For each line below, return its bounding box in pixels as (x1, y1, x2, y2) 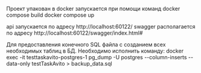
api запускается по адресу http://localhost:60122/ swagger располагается (6, 23, 196, 30)
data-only (6, 60, 31, 67)
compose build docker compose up (6, 11, 95, 19)
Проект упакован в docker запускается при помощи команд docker (6, 5, 180, 12)
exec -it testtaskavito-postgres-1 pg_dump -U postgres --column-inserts (6, 54, 187, 60)
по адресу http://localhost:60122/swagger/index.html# (6, 29, 143, 36)
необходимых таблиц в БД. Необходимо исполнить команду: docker (6, 47, 184, 54)
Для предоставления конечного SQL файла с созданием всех (6, 41, 166, 48)
